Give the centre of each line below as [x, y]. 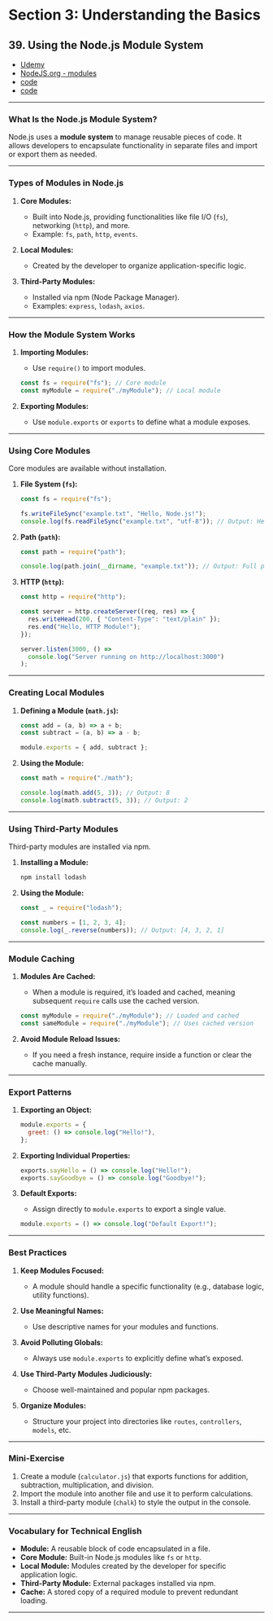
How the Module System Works [72, 334]
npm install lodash [53, 877]
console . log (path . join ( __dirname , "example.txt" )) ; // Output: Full [139, 567]
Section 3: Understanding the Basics [135, 15]
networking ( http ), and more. [81, 225]
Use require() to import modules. [89, 367]
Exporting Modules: [54, 406]
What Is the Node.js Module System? [83, 119]
